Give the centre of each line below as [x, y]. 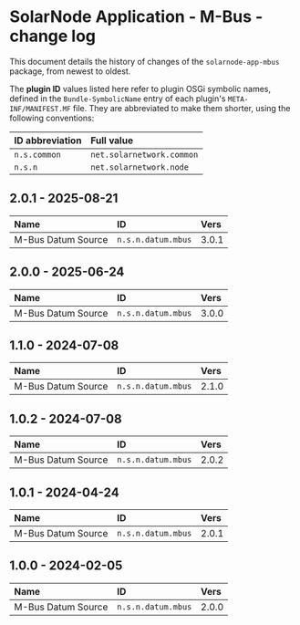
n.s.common [37, 154]
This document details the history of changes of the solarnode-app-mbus [145, 61]
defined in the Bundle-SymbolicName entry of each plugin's [118, 99]
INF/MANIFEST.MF [40, 109]
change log [53, 36]
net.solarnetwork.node [140, 167]
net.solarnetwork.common [145, 154]
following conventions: [52, 118]
